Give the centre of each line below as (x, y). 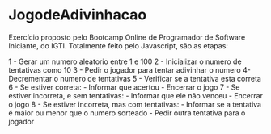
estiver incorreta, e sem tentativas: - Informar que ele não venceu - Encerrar (135, 95)
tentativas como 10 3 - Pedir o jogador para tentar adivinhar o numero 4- (129, 69)
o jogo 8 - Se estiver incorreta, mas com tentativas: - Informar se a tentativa (135, 104)
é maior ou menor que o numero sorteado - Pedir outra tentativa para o (127, 113)
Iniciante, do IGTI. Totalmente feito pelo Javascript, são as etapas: (119, 45)
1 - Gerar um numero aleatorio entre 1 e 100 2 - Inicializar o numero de (125, 61)
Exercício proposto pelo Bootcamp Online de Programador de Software (127, 37)
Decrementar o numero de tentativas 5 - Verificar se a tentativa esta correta (135, 78)
